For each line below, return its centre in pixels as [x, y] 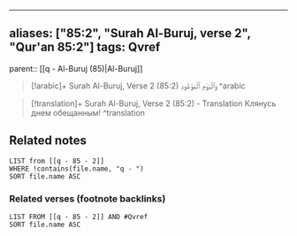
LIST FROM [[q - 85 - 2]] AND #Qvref [79, 217]
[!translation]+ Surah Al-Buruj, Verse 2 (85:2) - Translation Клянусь [153, 103]
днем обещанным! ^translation [88, 112]
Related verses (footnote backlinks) [88, 198]
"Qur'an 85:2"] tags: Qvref [85, 47]
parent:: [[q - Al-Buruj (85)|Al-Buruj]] [76, 68]
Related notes [48, 141]
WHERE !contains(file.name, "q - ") [76, 169]
